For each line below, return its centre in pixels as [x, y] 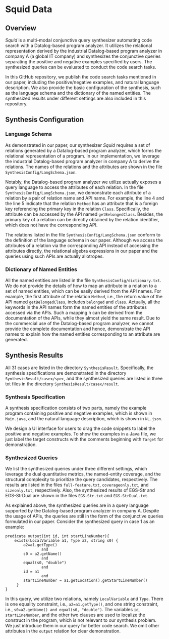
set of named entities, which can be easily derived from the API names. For [83, 291]
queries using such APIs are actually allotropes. [55, 256]
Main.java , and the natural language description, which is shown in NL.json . [84, 419]
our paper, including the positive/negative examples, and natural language [82, 82]
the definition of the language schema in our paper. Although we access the [84, 240]
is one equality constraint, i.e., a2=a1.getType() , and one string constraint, [82, 604]
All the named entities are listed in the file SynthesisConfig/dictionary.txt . [83, 280]
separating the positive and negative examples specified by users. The [79, 62]
